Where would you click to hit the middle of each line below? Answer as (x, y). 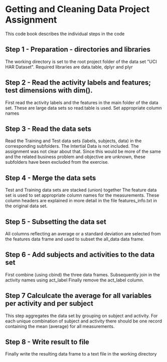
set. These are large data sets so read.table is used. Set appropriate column (83, 108)
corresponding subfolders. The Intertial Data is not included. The (72, 146)
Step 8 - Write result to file (47, 342)
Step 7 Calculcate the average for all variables (78, 296)
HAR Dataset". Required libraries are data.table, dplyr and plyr (69, 67)
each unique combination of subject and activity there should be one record (83, 321)
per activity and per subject (49, 304)
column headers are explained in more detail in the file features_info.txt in (81, 201)
